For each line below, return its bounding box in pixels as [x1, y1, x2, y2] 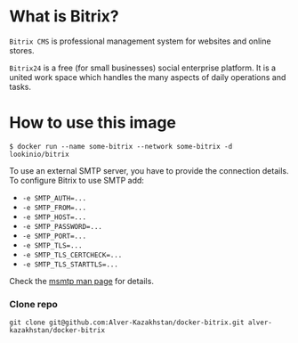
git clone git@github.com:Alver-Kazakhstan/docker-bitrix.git [9, 318, 245, 327]
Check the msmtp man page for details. [9, 275, 154, 286]
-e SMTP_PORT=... [21, 232, 87, 241]
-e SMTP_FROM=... [21, 203, 87, 212]
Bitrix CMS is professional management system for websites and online [9, 36, 271, 46]
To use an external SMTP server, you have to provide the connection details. [9, 165, 289, 176]
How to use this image [9, 113, 176, 133]
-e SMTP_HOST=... [21, 212, 87, 222]
